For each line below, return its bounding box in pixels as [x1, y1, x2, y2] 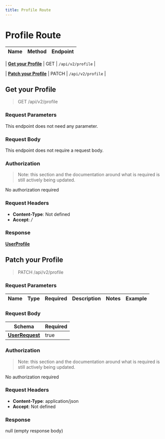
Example [125, 295, 147, 302]
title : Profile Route [5, 7, 51, 13]
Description [72, 295, 101, 302]
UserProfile [5, 240, 30, 247]
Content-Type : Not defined [12, 211, 70, 217]
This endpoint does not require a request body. [5, 147, 104, 153]
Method [27, 48, 47, 55]
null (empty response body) [5, 428, 63, 434]
